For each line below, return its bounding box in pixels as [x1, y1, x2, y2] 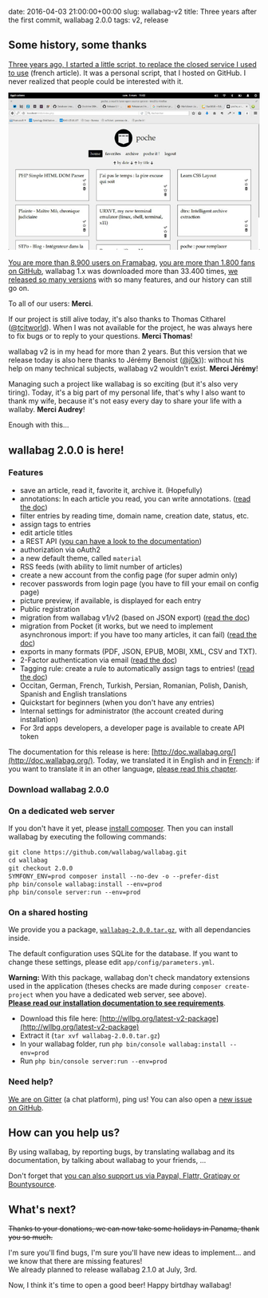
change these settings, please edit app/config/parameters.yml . [8, 958, 215, 967]
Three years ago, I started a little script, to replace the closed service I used [8, 59, 257, 69]
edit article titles [19, 527, 73, 538]
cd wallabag [8, 856, 48, 865]
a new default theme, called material [19, 553, 142, 562]
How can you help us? [8, 1126, 120, 1140]
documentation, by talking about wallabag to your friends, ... [8, 1156, 207, 1165]
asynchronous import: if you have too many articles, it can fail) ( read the [19, 629, 258, 639]
